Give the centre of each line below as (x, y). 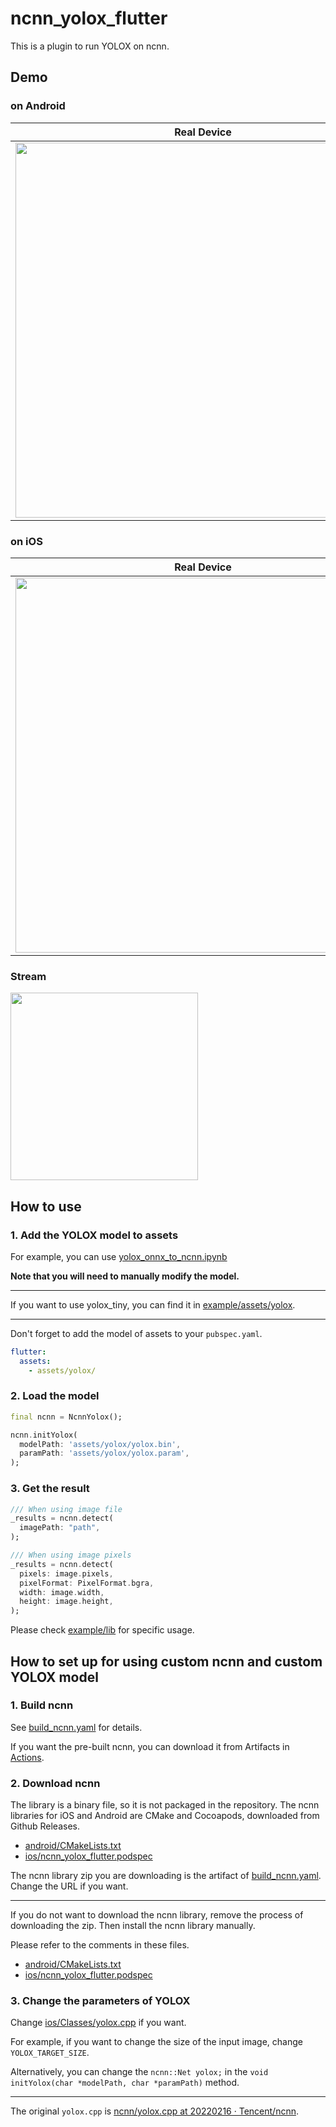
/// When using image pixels (71, 1555)
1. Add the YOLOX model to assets (94, 1235)
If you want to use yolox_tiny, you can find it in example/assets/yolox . (153, 1304)
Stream (28, 976)
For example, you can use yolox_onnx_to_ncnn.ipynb (119, 1256)
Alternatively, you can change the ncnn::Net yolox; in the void (139, 2072)
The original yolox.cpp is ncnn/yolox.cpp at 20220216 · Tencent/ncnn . (154, 2111)
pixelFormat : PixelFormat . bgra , (87, 1583)
